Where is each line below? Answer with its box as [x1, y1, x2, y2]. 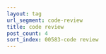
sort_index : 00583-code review [6, 36, 99, 43]
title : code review [6, 23, 64, 30]
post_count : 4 [6, 29, 49, 37]
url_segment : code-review [6, 17, 83, 24]
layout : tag [6, 10, 42, 18]
